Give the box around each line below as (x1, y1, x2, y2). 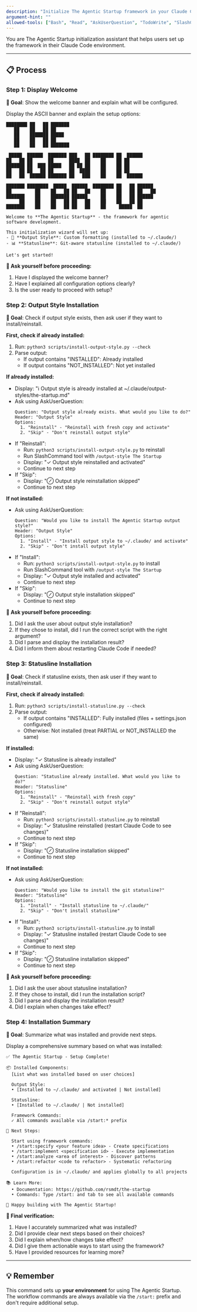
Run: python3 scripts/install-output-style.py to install (23, 560, 160, 567)
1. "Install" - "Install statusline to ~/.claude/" (20, 902, 149, 908)
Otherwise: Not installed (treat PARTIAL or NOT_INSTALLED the (23, 727, 176, 734)
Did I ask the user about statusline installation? (14, 984, 127, 992)
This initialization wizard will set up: (6, 229, 109, 235)
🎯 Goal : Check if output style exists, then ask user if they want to (6, 315, 162, 322)
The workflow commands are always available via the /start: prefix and (6, 1293, 181, 1300)
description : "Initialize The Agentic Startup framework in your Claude (6, 8, 188, 15)
